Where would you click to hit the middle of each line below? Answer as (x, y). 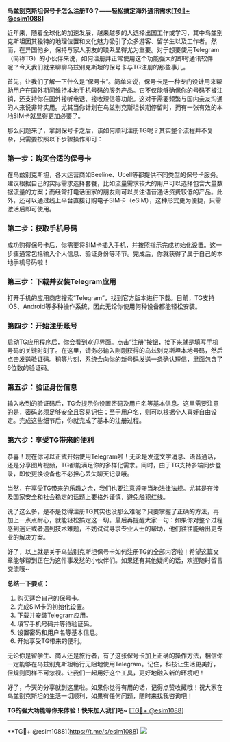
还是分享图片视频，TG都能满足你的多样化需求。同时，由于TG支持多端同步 (111, 465)
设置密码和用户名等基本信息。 (59, 632)
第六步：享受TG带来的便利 (51, 440)
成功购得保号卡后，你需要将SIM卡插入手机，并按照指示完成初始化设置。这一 (115, 245)
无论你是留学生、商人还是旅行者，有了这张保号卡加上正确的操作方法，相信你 (115, 656)
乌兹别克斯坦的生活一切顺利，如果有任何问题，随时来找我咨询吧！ (100, 695)
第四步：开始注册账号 (42, 325)
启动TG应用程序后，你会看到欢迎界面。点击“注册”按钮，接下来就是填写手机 (113, 342)
